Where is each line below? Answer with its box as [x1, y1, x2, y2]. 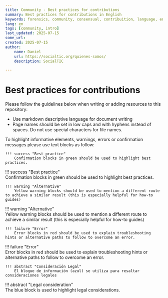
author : [5, 45, 21, 50]
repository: [5, 106, 28, 113]
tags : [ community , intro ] [5, 26, 59, 31]
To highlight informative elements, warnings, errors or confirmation [5, 136, 143, 143]
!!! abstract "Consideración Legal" [5, 264, 81, 269]
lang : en [5, 21, 23, 27]
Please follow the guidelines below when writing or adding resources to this [5, 101, 161, 107]
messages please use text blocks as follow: [5, 142, 95, 148]
